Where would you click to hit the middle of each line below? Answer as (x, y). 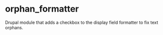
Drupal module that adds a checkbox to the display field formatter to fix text (82, 22)
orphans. (14, 27)
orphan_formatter (42, 9)
